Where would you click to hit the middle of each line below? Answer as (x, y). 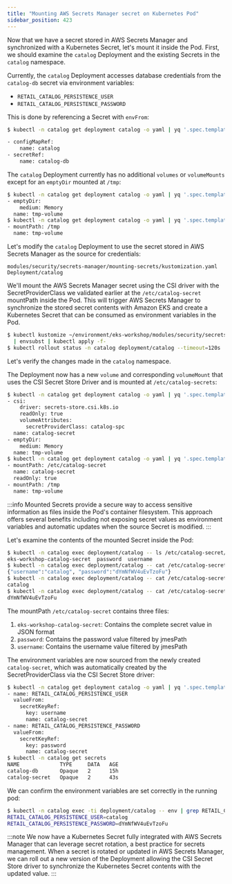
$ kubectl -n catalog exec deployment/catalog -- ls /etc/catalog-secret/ (117, 552)
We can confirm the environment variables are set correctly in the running (112, 790)
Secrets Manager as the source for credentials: (74, 254)
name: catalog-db (45, 161)
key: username (46, 713)
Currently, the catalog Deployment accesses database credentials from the (114, 75)
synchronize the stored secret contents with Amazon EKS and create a (108, 308)
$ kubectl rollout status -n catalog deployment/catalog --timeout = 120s (114, 348)
